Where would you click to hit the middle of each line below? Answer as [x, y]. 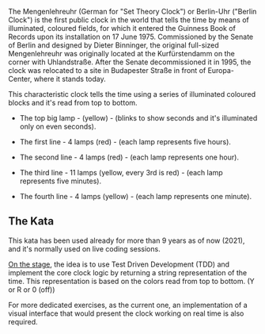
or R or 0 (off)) [32, 290]
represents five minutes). [60, 181]
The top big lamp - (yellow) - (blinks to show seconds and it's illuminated [138, 118]
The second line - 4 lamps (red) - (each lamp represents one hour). [129, 157]
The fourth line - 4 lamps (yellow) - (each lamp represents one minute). [136, 196]
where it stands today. [70, 79]
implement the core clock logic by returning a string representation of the [128, 272]
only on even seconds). [58, 127]
